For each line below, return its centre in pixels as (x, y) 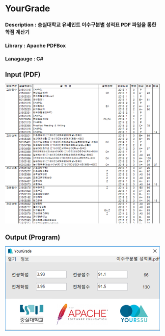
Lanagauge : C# (24, 58)
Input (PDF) (23, 75)
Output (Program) (33, 237)
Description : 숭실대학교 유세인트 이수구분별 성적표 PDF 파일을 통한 (81, 25)
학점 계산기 (17, 32)
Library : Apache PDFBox (36, 46)
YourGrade (28, 9)
